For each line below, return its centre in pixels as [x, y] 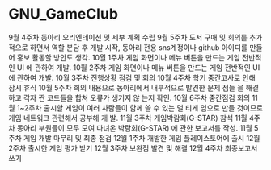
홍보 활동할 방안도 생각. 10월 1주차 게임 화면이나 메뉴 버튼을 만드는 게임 [128, 57]
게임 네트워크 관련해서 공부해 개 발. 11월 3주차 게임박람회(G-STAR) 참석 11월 [128, 118]
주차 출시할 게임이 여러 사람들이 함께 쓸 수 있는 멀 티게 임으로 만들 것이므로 [146, 108]
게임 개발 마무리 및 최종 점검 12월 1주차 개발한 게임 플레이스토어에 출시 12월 [142, 138]
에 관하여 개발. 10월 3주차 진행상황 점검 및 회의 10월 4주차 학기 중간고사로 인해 [132, 77]
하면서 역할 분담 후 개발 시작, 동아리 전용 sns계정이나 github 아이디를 [139, 47]
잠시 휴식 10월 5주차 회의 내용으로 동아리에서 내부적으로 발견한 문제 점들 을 [126, 87]
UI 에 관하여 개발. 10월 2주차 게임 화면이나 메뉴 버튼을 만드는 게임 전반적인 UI [138, 67]
